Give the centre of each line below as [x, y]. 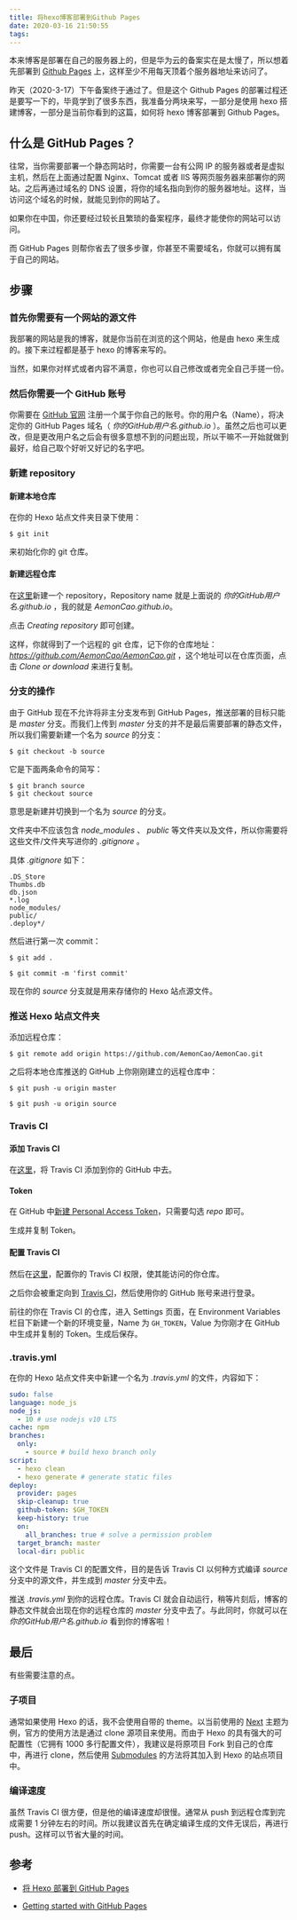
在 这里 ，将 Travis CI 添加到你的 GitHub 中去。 [93, 1170]
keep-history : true [53, 1519]
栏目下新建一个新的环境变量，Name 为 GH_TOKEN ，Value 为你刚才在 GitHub [145, 1323]
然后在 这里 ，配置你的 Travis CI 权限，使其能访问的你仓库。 [117, 1274]
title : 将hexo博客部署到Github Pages [75, 17]
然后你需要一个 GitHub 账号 [68, 393]
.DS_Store [27, 877]
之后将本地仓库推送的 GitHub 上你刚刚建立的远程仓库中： [113, 1071]
